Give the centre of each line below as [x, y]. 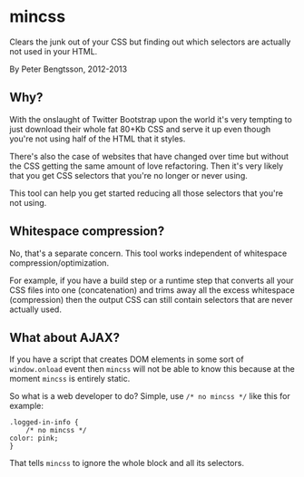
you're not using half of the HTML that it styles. [98, 139]
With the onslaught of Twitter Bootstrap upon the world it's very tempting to [151, 119]
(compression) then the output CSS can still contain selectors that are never [151, 299]
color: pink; [34, 438]
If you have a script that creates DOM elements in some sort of [127, 359]
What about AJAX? [65, 337]
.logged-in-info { [44, 423]
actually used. [35, 309]
